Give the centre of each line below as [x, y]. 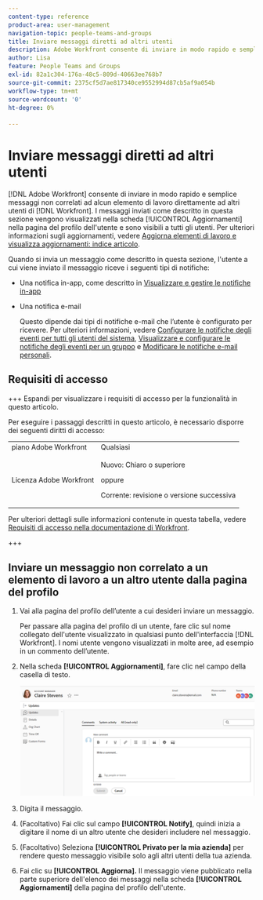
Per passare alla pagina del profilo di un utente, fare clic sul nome [125, 626]
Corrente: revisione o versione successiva [168, 495]
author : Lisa [29, 58]
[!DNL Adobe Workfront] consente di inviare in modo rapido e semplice [122, 194]
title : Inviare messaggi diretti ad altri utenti [91, 42]
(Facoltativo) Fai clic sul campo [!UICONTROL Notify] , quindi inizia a [130, 824]
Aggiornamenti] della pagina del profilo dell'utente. [103, 887]
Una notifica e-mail [50, 307]
